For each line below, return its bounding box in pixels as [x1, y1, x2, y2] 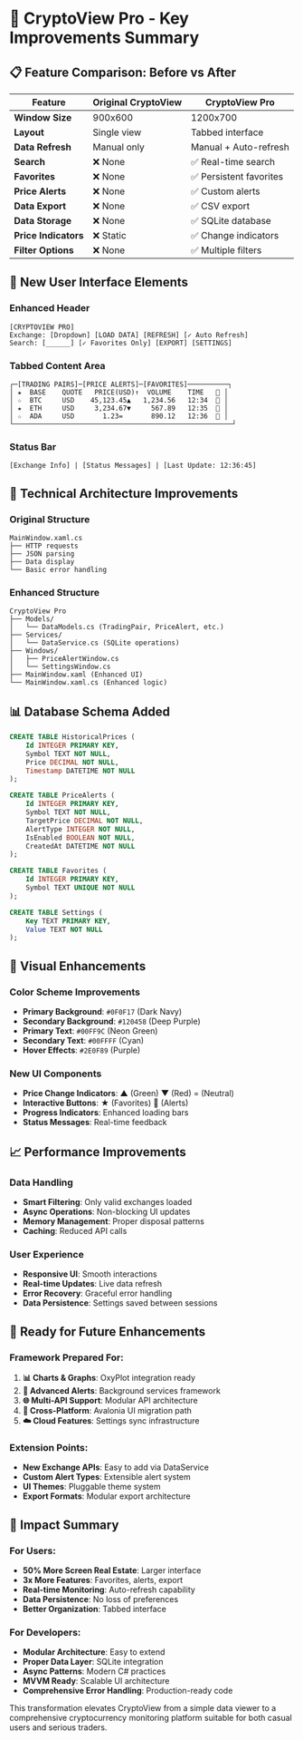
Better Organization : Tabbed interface [22, 1603, 167, 1614]
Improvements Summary [9, 27, 200, 48]
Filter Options [14, 244, 74, 257]
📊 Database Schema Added [9, 704, 170, 719]
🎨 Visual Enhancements [9, 958, 147, 974]
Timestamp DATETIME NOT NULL [25, 766, 136, 775]
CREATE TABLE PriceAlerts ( [9, 791, 116, 801]
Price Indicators [14, 229, 84, 241]
